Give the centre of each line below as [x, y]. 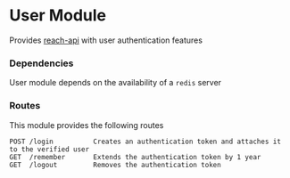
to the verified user [50, 149]
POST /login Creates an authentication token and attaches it [145, 142]
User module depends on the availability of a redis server [115, 83]
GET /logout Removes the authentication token [115, 165]
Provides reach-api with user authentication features [106, 40]
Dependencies [41, 63]
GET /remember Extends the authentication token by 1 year [135, 157]
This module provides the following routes [87, 125]
